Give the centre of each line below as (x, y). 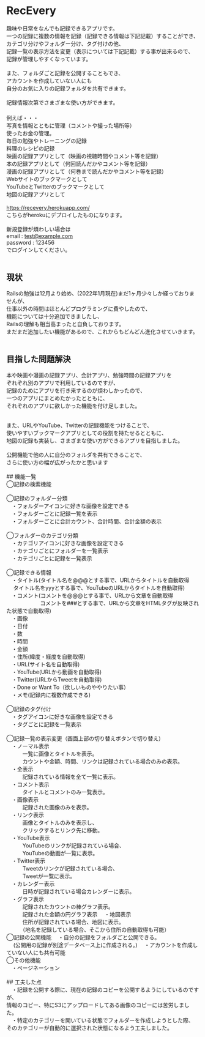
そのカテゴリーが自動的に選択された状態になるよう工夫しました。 (89, 1028)
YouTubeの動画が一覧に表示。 (60, 853)
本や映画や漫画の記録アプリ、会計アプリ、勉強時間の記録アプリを (89, 375)
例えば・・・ (22, 117)
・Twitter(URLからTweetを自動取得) (57, 679)
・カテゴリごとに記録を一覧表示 (52, 558)
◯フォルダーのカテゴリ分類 (42, 535)
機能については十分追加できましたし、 (54, 316)
